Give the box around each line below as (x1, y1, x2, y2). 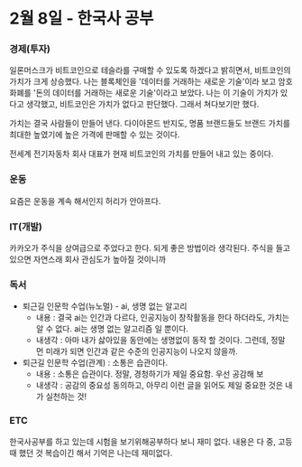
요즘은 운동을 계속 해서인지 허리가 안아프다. (9, 195, 161, 206)
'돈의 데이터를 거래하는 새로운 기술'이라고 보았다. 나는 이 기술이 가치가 (32, 88, 279, 98)
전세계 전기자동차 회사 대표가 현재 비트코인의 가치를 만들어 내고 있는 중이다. (9, 148, 274, 159)
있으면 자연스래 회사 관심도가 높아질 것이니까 (9, 254, 167, 265)
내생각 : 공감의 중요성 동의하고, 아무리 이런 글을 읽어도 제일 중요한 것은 (35, 380, 284, 391)
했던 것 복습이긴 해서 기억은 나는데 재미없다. (18, 447, 173, 458)
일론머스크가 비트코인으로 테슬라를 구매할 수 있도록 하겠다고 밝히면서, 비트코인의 (9, 65, 291, 76)
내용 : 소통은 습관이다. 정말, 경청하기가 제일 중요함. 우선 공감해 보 (35, 369, 264, 379)
